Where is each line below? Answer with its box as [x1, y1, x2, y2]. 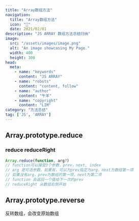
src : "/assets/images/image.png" [10, 41, 81, 46]
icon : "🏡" [10, 21, 31, 27]
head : [5, 60, 17, 65]
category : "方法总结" [5, 107, 48, 113]
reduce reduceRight [5, 146, 56, 153]
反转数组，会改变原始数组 [5, 210, 59, 216]
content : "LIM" [18, 103, 51, 108]
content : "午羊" [18, 93, 52, 98]
